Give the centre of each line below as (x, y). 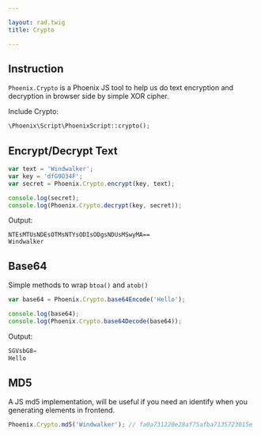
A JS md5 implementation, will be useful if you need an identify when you (128, 402)
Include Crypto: (34, 112)
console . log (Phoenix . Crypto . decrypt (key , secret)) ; (95, 205)
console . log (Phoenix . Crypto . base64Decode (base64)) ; (95, 321)
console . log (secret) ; (44, 198)
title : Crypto (32, 30)
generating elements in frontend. (62, 410)
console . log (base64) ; (44, 314)
